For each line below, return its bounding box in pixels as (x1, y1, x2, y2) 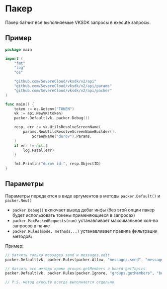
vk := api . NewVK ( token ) (14, 111, 64, 116)
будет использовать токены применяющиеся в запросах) (12, 212, 135, 218)
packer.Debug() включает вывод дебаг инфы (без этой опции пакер (12, 207, 155, 213)
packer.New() (5, 198, 32, 203)
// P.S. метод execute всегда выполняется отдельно (5, 280, 114, 285)
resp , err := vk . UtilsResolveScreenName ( (14, 125, 101, 130)
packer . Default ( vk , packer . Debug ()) (14, 115, 90, 121)
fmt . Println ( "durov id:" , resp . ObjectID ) (14, 161, 101, 167)
